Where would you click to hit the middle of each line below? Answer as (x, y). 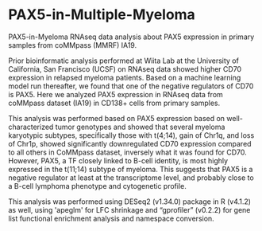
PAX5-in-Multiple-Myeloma (102, 15)
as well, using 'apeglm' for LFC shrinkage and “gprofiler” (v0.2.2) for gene (129, 209)
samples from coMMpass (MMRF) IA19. (73, 45)
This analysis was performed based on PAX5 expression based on (116, 118)
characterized (31, 127)
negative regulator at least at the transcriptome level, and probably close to (131, 178)
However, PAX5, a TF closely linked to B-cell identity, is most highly (118, 160)
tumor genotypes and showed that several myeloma (140, 127)
